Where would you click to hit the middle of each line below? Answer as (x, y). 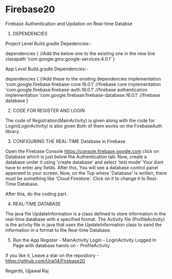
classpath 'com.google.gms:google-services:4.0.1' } (60, 59)
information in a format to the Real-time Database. (58, 230)
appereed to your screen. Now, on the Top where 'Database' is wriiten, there (86, 173)
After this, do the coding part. (36, 194)
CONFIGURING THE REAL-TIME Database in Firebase (69, 141)
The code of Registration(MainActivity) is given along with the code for (80, 120)
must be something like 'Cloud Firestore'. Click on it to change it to (75, 178)
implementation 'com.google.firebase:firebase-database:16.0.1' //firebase (83, 95)
